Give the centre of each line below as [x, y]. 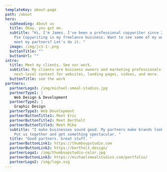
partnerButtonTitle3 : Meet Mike [43, 125]
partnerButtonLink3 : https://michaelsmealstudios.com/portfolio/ [79, 157]
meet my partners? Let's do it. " [50, 42]
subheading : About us [32, 24]
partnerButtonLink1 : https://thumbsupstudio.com [61, 143]
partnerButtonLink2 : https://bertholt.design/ [59, 148]
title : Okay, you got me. [37, 28]
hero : [11, 19]
